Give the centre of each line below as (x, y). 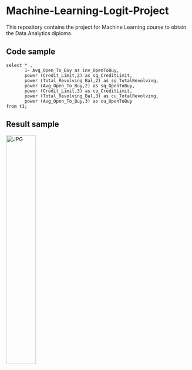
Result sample (33, 124)
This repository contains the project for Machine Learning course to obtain (96, 27)
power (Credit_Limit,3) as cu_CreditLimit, (78, 91)
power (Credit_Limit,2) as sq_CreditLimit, (78, 75)
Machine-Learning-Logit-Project (87, 11)
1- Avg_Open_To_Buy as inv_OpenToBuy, (72, 70)
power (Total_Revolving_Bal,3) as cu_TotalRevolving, (92, 96)
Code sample (31, 52)
